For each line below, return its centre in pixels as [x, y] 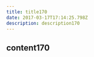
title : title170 [27, 12]
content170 [28, 48]
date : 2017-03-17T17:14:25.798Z [47, 18]
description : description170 [43, 23]
